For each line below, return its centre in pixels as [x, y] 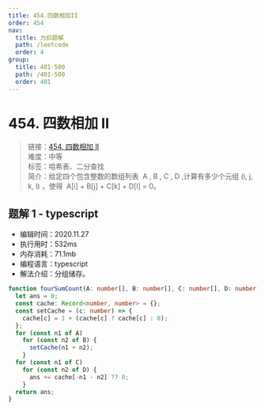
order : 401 [33, 82]
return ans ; [35, 392]
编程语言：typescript [54, 264]
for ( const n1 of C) [49, 363]
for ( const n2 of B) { [60, 340]
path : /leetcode [42, 45]
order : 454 [26, 23]
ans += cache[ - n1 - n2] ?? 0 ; [79, 377]
